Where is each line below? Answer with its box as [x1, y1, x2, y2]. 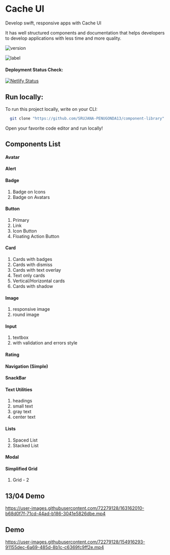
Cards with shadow [12, 283, 53, 289]
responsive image [12, 306, 50, 312]
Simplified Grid [5, 465, 38, 472]
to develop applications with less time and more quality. [5, 35, 122, 41]
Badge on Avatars [12, 194, 50, 200]
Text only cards [12, 273, 45, 279]
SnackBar [5, 375, 26, 381]
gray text [12, 408, 31, 415]
